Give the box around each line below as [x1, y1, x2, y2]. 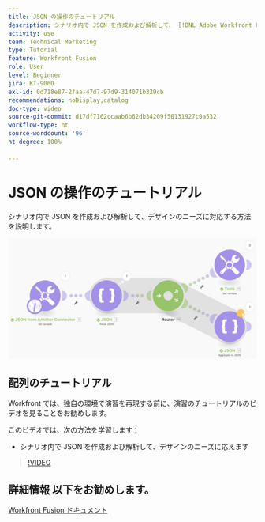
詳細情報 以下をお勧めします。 [8, 482, 155, 496]
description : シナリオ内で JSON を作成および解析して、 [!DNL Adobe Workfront [8, 21, 252, 29]
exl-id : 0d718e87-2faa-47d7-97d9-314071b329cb [8, 88, 164, 96]
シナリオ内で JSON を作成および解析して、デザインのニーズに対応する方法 [8, 211, 252, 221]
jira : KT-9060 [8, 79, 55, 87]
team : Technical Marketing [8, 38, 97, 46]
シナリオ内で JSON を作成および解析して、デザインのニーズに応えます [19, 442, 250, 452]
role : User [8, 63, 44, 71]
